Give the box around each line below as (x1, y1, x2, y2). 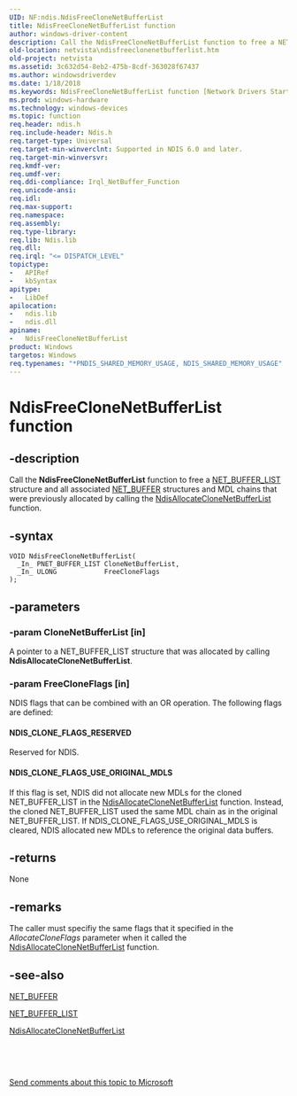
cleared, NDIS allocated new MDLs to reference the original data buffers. (9, 825, 274, 836)
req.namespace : (9, 210, 65, 220)
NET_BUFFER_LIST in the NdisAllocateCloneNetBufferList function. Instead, (9, 797, 285, 807)
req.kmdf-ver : (9, 161, 62, 170)
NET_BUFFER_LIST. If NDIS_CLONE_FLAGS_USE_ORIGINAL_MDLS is (9, 815, 258, 826)
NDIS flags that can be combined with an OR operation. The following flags (9, 697, 283, 709)
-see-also (9, 968, 65, 983)
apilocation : (9, 301, 57, 310)
